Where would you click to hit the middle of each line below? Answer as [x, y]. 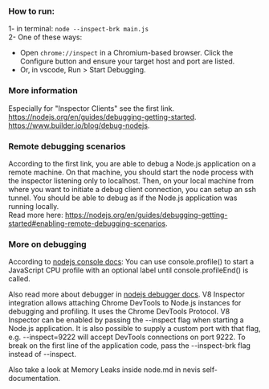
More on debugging [47, 244]
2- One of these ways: [45, 37]
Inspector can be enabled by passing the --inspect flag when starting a [126, 320]
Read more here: [36, 215]
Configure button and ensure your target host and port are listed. [127, 61]
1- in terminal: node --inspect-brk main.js [79, 29]
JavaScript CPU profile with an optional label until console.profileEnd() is [128, 270]
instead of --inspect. [42, 354]
